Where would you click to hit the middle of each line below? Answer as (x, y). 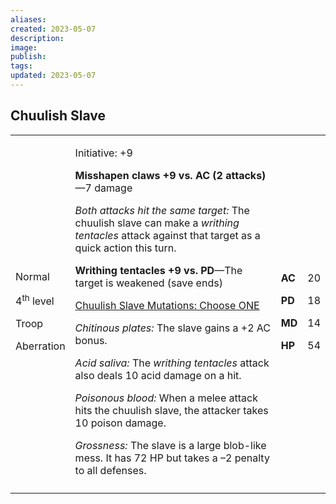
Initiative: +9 (103, 153)
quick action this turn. (125, 248)
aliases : (28, 19)
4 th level (35, 300)
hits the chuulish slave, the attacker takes (171, 410)
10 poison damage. (120, 423)
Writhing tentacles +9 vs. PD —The (158, 270)
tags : (21, 66)
